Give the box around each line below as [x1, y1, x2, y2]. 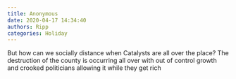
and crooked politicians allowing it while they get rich [7, 64, 161, 72]
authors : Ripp [7, 23, 49, 30]
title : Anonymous [7, 10, 58, 17]
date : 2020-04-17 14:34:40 [7, 17, 87, 24]
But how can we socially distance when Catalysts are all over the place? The [7, 49, 229, 57]
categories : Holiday [7, 29, 68, 37]
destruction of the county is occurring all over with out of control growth [7, 57, 217, 65]
